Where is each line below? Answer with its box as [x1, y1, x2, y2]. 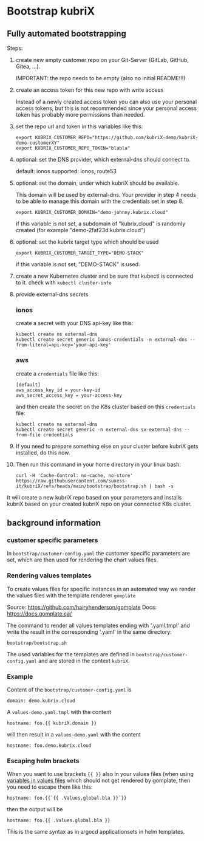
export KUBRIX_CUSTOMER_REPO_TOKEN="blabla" [15, 145, 131, 151]
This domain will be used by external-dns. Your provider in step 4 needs [15, 191, 197, 198]
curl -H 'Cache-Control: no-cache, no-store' [15, 472, 133, 478]
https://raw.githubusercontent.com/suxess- [15, 478, 128, 484]
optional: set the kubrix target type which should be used [15, 238, 159, 245]
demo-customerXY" [15, 140, 60, 146]
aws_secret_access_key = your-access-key [15, 392, 122, 399]
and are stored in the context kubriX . [38, 657, 130, 664]
